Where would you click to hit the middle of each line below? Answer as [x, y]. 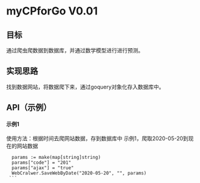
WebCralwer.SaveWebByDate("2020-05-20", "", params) [79, 173]
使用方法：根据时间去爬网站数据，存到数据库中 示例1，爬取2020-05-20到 [97, 138]
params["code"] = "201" [41, 163]
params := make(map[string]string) [56, 158]
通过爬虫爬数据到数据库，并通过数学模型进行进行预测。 [75, 50]
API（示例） [29, 107]
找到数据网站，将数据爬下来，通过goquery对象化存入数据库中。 [85, 87]
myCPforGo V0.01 [52, 11]
